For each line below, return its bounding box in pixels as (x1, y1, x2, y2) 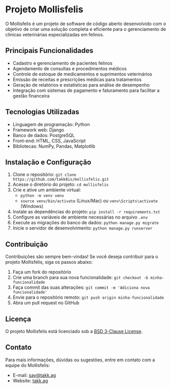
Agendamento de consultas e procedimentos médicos (12, 65, 127, 71)
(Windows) (20, 203, 43, 209)
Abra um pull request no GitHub (12, 300, 80, 306)
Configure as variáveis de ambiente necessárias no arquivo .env (12, 214, 148, 220)
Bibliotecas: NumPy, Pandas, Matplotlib (12, 143, 95, 149)
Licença (5, 315, 32, 323)
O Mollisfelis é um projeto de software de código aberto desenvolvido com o (5, 21, 166, 27)
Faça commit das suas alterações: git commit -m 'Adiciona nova (12, 284, 150, 290)
